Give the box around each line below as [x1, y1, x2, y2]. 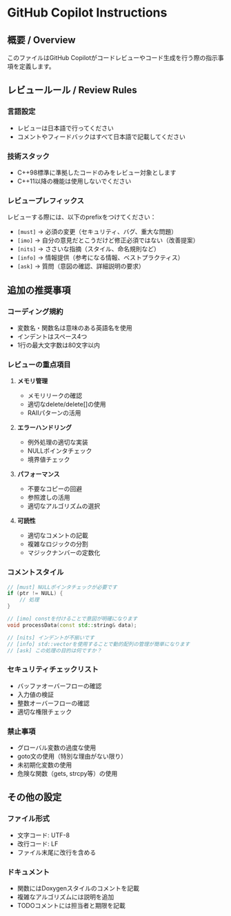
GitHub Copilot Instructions [7, 5, 168, 21]
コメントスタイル [7, 567, 64, 577]
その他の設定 [7, 792, 62, 803]
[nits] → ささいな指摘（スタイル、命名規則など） [17, 245, 160, 253]
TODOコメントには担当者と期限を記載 [17, 902, 125, 910]
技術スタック [7, 151, 50, 161]
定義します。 [19, 62, 55, 70]
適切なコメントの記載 [27, 532, 88, 540]
